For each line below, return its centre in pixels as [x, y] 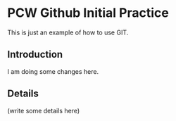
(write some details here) [43, 110]
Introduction [35, 55]
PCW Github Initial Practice [88, 13]
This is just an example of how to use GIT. [68, 32]
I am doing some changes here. [53, 71]
